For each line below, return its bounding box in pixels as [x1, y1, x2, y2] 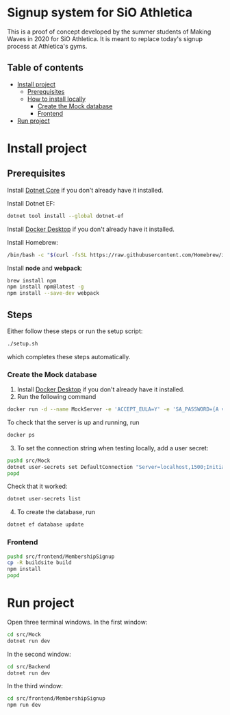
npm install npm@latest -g [7, 283, 84, 291]
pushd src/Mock [7, 457, 51, 464]
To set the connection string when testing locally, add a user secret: [16, 444, 209, 452]
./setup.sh [7, 340, 38, 347]
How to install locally [27, 95, 86, 103]
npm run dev [7, 701, 41, 709]
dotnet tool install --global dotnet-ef [7, 213, 125, 219]
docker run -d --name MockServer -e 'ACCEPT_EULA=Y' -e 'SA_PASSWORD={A [7, 406, 219, 413]
